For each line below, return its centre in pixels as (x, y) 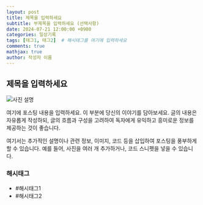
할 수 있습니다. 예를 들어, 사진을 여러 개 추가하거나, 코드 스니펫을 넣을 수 (92, 149)
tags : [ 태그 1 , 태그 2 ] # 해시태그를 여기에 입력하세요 (67, 40)
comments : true (26, 47)
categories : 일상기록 (31, 35)
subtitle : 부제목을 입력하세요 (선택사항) (53, 23)
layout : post (23, 12)
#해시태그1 (28, 188)
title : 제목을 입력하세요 (34, 18)
